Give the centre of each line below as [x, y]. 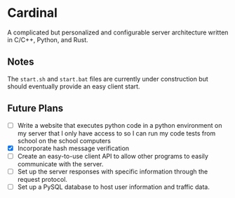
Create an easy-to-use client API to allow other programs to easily [113, 156]
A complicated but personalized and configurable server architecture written [118, 32]
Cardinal [33, 13]
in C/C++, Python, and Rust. [48, 39]
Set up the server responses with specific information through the [113, 171]
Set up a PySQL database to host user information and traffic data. [114, 187]
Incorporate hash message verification [73, 148]
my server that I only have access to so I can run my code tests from [116, 133]
